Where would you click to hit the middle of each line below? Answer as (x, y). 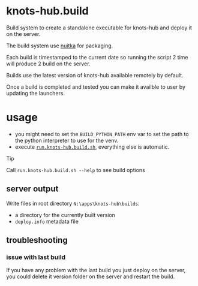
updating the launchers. (35, 93)
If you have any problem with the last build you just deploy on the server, (96, 270)
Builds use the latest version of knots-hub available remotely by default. (95, 75)
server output (32, 189)
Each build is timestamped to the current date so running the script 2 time (97, 57)
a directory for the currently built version (65, 215)
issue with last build (36, 257)
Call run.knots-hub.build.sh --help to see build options (76, 170)
